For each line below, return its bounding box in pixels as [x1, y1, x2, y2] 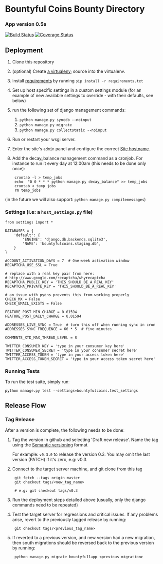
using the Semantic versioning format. [12, 442, 89, 447]
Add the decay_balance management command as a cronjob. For [12, 155, 143, 161]
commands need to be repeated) [12, 502, 78, 508]
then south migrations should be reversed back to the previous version [12, 540, 154, 545]
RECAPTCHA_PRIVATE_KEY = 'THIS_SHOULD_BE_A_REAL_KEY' [5, 284, 117, 289]
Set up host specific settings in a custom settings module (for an [12, 87, 142, 93]
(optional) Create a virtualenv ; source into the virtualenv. [12, 68, 126, 74]
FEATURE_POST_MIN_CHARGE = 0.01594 [5, 309, 77, 314]
